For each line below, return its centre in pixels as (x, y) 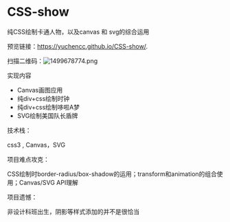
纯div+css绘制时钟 (43, 98)
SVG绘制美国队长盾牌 (47, 115)
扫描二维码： (25, 61)
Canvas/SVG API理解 (49, 182)
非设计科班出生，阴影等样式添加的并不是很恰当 (73, 211)
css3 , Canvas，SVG (36, 145)
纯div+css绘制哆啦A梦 (48, 107)
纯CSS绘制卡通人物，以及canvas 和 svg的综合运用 (78, 32)
